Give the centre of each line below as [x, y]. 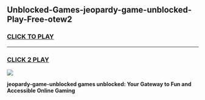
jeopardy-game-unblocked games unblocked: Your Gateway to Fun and [99, 84]
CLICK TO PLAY [30, 37]
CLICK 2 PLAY [28, 59]
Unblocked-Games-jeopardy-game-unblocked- [99, 10]
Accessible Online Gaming [41, 90]
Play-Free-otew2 [40, 20]
